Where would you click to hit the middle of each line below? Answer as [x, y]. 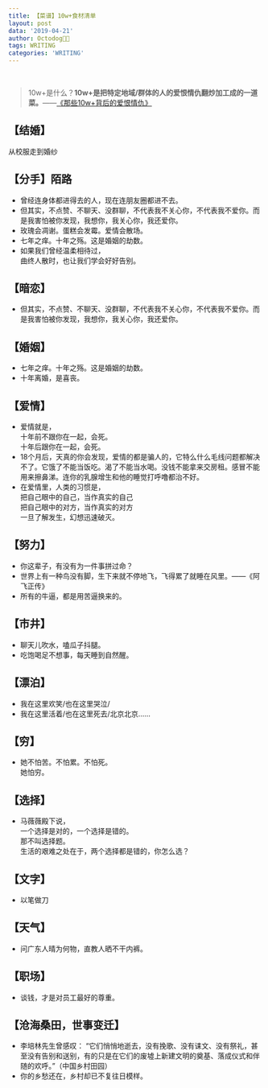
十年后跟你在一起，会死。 [62, 447]
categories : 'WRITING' [46, 53]
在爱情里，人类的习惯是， [62, 487]
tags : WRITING [32, 46]
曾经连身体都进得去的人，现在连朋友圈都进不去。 [101, 200]
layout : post [30, 23]
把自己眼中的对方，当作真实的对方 [76, 507]
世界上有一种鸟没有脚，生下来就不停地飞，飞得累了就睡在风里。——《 [136, 575]
